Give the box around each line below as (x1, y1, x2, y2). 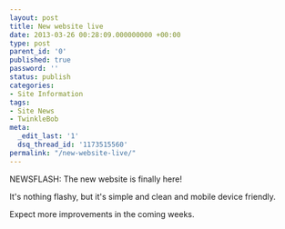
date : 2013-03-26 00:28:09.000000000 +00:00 (9, 30, 181, 39)
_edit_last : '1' (17, 132, 79, 141)
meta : (9, 124, 30, 133)
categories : (9, 81, 55, 90)
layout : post (9, 13, 59, 23)
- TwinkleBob (9, 114, 59, 124)
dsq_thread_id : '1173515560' (17, 140, 128, 149)
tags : (9, 97, 30, 107)
